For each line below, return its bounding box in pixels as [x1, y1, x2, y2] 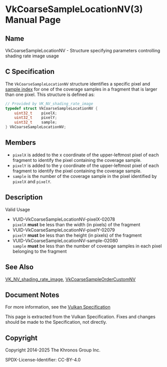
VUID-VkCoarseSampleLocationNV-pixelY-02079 [12, 227, 115, 233]
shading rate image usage [5, 53, 59, 59]
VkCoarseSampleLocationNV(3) [5, 4, 143, 15]
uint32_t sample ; [14, 120, 57, 125]
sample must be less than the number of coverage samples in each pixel [12, 243, 162, 249]
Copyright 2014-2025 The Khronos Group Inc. [5, 347, 101, 353]
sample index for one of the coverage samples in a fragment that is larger [5, 86, 157, 92]
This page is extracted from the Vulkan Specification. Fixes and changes [5, 314, 156, 320]
